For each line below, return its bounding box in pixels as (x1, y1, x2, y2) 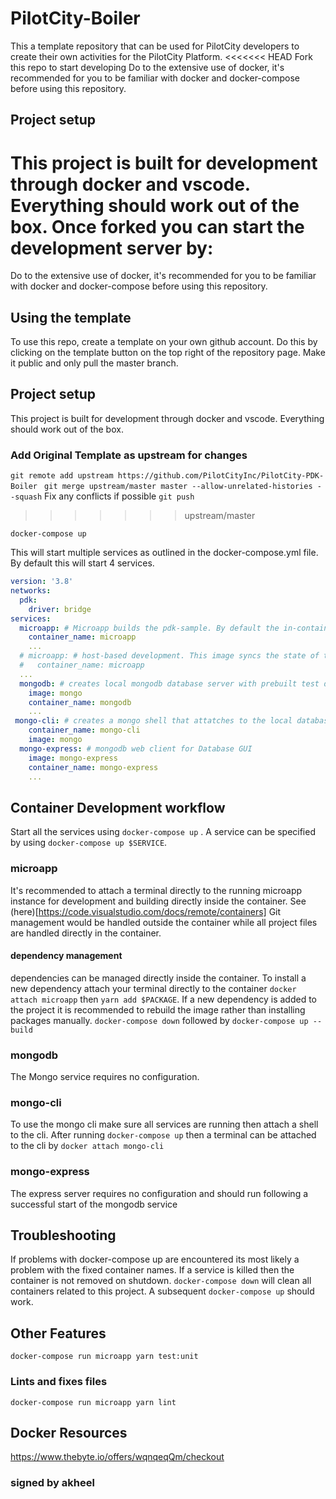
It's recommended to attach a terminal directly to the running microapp (10, 884, 303, 896)
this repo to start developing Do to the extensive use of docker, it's (10, 61, 285, 73)
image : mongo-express (28, 753, 118, 763)
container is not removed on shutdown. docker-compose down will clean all (10, 1275, 312, 1287)
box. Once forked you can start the (10, 215, 305, 238)
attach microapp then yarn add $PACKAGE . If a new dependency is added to (10, 993, 317, 1005)
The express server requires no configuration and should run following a (10, 1187, 309, 1199)
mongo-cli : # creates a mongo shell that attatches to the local (14, 716, 293, 726)
